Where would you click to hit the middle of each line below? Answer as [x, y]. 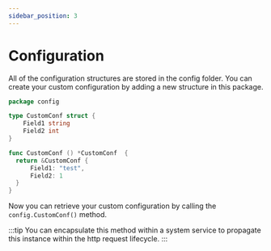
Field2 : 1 [46, 176]
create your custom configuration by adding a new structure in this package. [136, 86]
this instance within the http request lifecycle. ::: [88, 239]
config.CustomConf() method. [58, 215]
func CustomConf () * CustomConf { [68, 153]
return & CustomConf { [52, 161]
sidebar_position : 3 [43, 16]
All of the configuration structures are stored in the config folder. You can [130, 78]
